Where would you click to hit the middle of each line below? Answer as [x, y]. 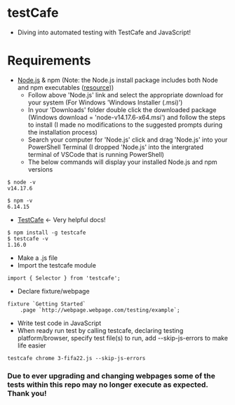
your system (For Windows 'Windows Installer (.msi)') [105, 102]
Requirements [49, 61]
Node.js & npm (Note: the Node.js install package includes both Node [118, 80]
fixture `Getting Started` [47, 304]
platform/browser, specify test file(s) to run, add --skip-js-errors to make [122, 338]
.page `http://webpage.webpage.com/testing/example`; [100, 310]
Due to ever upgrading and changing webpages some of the [111, 376]
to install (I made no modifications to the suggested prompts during [125, 125]
